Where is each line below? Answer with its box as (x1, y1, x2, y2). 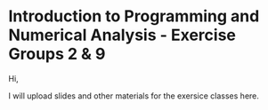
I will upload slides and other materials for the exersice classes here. (8, 90, 260, 101)
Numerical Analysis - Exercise (8, 25, 237, 45)
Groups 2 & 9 (8, 44, 106, 64)
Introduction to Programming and (8, 6, 260, 27)
